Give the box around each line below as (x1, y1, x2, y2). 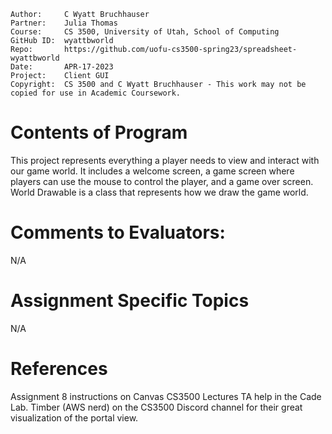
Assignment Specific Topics (10, 290, 250, 312)
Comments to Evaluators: (10, 221, 226, 244)
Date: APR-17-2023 (10, 62, 114, 72)
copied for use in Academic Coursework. (10, 88, 182, 98)
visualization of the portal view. (10, 411, 139, 424)
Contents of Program (10, 121, 188, 144)
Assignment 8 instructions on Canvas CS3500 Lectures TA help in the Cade (10, 390, 322, 402)
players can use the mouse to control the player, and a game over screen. (10, 175, 314, 187)
